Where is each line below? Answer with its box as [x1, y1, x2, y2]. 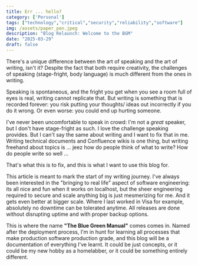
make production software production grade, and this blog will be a [6, 234, 169, 241]
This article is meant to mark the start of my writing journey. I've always [6, 173, 180, 180]
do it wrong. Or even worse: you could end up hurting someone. [6, 107, 162, 114]
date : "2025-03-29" [6, 36, 54, 42]
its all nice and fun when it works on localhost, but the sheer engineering [6, 185, 183, 192]
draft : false [6, 42, 38, 48]
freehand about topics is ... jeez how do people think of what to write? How [6, 143, 189, 151]
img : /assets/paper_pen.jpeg [6, 25, 78, 31]
